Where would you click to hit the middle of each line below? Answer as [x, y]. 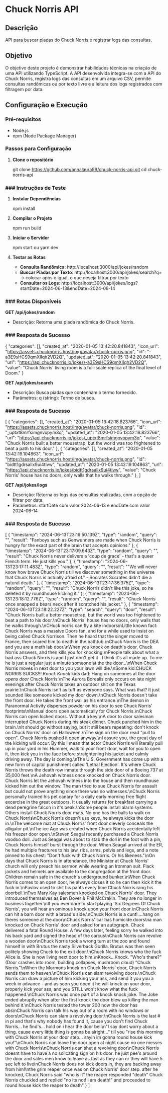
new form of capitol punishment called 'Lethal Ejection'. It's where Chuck [81, 765]
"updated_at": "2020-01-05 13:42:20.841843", [114, 357]
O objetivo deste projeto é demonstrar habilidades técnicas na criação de [81, 68]
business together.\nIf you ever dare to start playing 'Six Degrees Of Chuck [83, 904]
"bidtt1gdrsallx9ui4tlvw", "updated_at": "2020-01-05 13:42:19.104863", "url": [84, 464]
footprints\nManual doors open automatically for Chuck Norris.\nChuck [79, 711]
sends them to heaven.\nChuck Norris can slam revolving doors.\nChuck [80, 973]
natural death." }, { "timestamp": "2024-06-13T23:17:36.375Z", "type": [78, 583]
